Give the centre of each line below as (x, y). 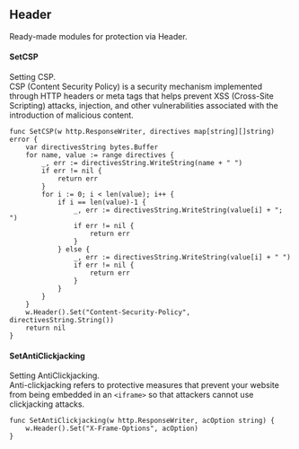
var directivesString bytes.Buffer (92, 147)
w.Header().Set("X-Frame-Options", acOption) (112, 429)
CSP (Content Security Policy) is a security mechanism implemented (136, 87)
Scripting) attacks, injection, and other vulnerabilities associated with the (144, 106)
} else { (74, 250)
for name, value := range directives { (100, 155)
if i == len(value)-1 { (101, 202)
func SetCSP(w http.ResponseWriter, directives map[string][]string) (142, 132)
